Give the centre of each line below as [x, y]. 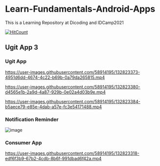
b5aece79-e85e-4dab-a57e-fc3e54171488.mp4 [54, 107]
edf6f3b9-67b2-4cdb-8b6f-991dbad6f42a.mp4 [53, 159]
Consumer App [23, 142]
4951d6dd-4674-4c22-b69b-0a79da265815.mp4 [55, 77]
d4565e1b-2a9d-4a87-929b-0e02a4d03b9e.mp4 [56, 92]
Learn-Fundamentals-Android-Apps [80, 9]
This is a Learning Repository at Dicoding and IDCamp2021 [64, 23]
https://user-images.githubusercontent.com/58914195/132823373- [73, 72]
